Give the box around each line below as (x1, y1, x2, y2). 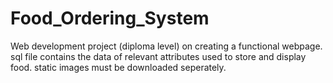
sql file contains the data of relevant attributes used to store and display (10, 50, 307, 62)
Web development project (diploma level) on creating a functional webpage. (10, 40, 323, 52)
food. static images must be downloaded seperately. (10, 61, 227, 73)
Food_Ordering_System (10, 7, 210, 30)
